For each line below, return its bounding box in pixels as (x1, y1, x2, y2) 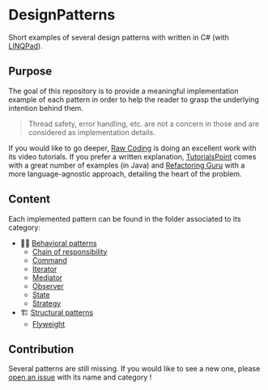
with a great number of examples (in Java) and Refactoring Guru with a (8, 160, 245, 170)
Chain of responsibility (32, 247, 108, 256)
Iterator (32, 264, 57, 273)
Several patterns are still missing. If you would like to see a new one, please (8, 364, 261, 374)
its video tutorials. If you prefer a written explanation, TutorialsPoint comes (8, 151, 257, 161)
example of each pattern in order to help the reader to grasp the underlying (8, 95, 259, 104)
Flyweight (32, 319, 66, 329)
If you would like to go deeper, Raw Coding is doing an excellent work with (8, 143, 257, 153)
